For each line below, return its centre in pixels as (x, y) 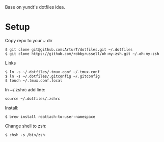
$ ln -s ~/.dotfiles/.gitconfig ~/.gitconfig (52, 76)
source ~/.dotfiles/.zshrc (33, 99)
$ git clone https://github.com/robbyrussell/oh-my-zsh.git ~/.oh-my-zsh (82, 54)
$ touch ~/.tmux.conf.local (34, 81)
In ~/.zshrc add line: (25, 89)
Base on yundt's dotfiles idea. (35, 7)
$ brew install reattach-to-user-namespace (50, 117)
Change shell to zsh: (26, 126)
